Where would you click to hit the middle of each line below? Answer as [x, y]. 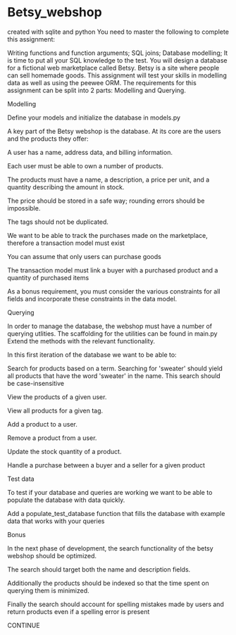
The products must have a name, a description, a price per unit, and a [108, 180]
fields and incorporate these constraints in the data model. [92, 298]
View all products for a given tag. [55, 410]
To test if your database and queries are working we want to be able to [110, 492]
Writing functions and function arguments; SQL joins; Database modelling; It [118, 53]
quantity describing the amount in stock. [66, 187]
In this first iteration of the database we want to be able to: [92, 354]
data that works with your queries [56, 521]
